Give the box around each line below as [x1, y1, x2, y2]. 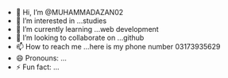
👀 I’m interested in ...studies [15, 16, 107, 25]
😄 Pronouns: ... [15, 53, 68, 63]
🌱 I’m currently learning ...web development [15, 25, 159, 33]
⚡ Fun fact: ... [15, 62, 60, 72]
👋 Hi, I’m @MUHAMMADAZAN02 [15, 8, 124, 17]
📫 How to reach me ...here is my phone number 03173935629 [15, 42, 221, 51]
